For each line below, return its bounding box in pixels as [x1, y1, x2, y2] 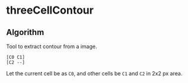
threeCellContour [6, 4, 94, 17]
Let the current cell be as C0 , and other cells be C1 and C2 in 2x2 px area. [6, 70, 183, 77]
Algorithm [6, 27, 44, 37]
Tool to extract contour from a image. [6, 43, 97, 50]
